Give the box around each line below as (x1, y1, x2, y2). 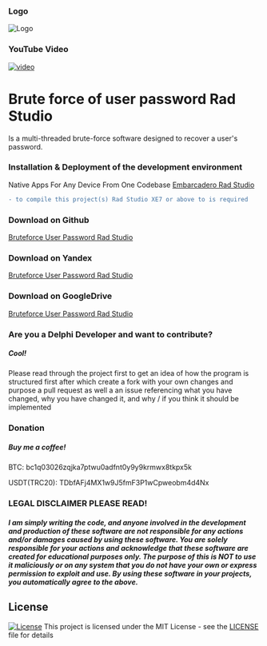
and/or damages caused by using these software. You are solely (8, 534, 228, 544)
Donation (8, 422, 46, 433)
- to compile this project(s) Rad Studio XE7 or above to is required (8, 195, 249, 203)
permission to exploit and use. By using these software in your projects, (8, 568, 252, 578)
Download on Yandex (8, 252, 93, 263)
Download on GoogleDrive (8, 290, 113, 301)
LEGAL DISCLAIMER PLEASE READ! (8, 498, 148, 509)
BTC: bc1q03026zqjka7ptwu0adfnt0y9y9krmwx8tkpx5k (8, 462, 193, 473)
